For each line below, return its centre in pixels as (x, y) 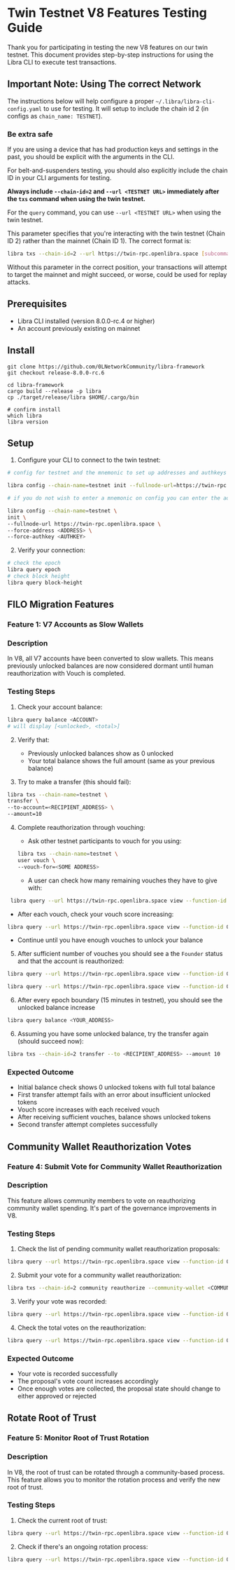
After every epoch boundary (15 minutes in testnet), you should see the (120, 1000)
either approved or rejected (57, 1395)
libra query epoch (34, 570)
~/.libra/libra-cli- (185, 102)
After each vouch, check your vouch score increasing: (95, 914)
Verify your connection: (51, 550)
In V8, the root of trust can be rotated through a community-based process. (116, 1472)
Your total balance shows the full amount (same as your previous (121, 760)
